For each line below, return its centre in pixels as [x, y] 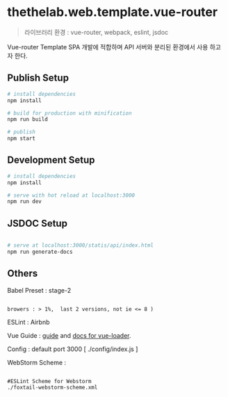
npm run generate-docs [40, 252]
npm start [22, 139]
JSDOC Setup [38, 223]
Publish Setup [38, 78]
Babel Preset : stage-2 [39, 290]
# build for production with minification [70, 113]
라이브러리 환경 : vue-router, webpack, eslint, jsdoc [96, 32]
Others [23, 274]
